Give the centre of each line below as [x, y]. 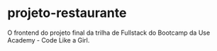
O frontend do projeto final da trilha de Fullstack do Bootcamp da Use [109, 33]
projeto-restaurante [67, 13]
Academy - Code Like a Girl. [49, 40]
